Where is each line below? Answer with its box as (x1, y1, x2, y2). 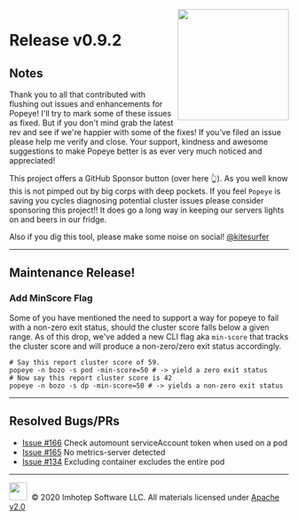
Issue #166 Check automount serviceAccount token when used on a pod (21, 437, 288, 448)
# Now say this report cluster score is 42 (9, 373, 173, 382)
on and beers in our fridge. (9, 214, 107, 225)
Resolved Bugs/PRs (9, 413, 120, 429)
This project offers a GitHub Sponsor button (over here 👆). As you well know (9, 173, 288, 183)
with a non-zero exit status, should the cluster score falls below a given (9, 322, 270, 332)
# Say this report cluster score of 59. (9, 357, 161, 367)
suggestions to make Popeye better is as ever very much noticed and (9, 146, 263, 156)
